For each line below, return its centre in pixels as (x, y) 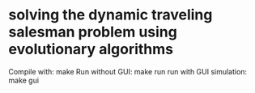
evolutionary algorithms (91, 49)
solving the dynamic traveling (110, 15)
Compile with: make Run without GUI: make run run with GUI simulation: (128, 71)
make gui (23, 80)
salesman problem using (93, 32)
